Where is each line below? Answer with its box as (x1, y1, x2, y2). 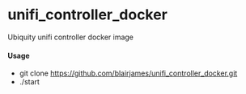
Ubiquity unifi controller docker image (7, 32, 134, 42)
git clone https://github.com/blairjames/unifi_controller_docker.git (19, 68, 238, 78)
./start (19, 77, 40, 87)
